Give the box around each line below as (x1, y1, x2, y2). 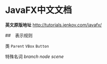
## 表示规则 (5, 32, 33, 38)
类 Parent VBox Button (5, 43, 49, 49)
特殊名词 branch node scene (5, 53, 64, 60)
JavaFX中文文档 (5, 4, 72, 16)
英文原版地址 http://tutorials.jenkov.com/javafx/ (5, 22, 102, 28)
